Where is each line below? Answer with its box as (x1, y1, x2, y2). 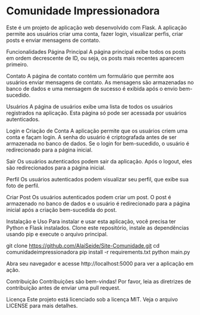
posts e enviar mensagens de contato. (6, 36, 100, 44)
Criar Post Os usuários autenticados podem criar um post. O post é (6, 193, 171, 200)
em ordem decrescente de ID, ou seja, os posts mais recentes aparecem (6, 54, 184, 61)
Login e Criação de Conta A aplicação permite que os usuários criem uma (6, 127, 188, 134)
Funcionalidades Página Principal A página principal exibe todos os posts (6, 48, 186, 55)
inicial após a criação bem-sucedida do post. (6, 206, 118, 213)
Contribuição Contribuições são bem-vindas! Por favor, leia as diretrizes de (6, 277, 192, 285)
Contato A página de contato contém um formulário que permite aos (6, 72, 174, 79)
